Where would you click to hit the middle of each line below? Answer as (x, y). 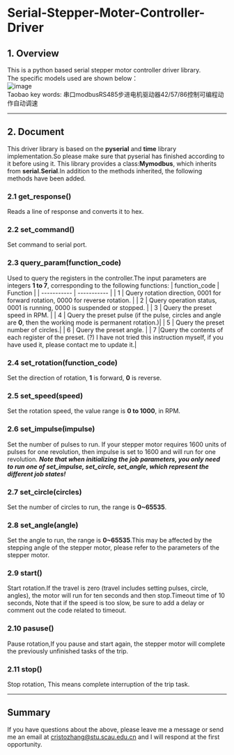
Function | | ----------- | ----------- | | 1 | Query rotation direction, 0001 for (114, 293)
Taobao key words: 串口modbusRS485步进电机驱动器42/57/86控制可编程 (112, 94)
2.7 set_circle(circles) (45, 492)
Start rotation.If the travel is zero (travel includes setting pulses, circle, (108, 588)
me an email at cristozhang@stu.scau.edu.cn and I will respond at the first (114, 737)
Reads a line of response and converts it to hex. (76, 212)
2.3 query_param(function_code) (64, 263)
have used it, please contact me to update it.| (72, 344)
